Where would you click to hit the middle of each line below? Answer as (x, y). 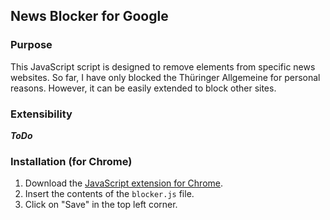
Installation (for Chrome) (71, 161)
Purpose (31, 45)
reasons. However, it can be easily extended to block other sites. (143, 88)
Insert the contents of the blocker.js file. (109, 194)
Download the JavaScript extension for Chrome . (124, 183)
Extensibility (41, 114)
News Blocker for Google (89, 16)
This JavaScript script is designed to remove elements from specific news (163, 66)
